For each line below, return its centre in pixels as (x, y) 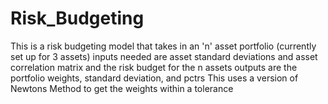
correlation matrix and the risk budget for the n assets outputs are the (154, 67)
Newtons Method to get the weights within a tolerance (122, 88)
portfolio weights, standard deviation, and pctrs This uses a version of (154, 78)
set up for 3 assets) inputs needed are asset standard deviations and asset (164, 56)
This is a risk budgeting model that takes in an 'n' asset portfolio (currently (163, 46)
